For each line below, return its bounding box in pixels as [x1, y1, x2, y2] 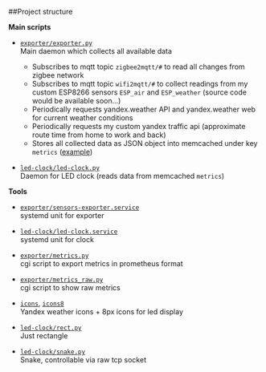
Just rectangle [19, 331, 68, 340]
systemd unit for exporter [19, 211, 104, 220]
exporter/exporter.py [19, 39, 92, 47]
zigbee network [31, 71, 84, 79]
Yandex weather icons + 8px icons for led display [19, 307, 183, 316]
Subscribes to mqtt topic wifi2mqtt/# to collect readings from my [31, 79, 248, 88]
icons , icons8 [19, 298, 64, 308]
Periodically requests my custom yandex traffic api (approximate [31, 122, 246, 131]
